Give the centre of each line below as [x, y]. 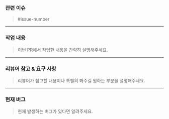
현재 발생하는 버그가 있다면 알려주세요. [55, 111]
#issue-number [33, 19]
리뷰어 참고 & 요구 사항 [31, 69]
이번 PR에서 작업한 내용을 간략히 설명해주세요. [63, 50]
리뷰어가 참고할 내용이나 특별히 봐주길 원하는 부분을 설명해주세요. [81, 80]
